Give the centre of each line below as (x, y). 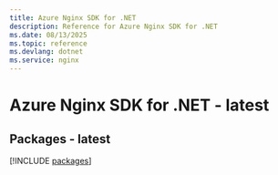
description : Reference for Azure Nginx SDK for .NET (114, 26)
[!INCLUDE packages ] (51, 161)
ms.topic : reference (49, 43)
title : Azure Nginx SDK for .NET (73, 18)
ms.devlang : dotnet (46, 52)
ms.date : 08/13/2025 (49, 35)
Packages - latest (60, 139)
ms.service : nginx (44, 60)
